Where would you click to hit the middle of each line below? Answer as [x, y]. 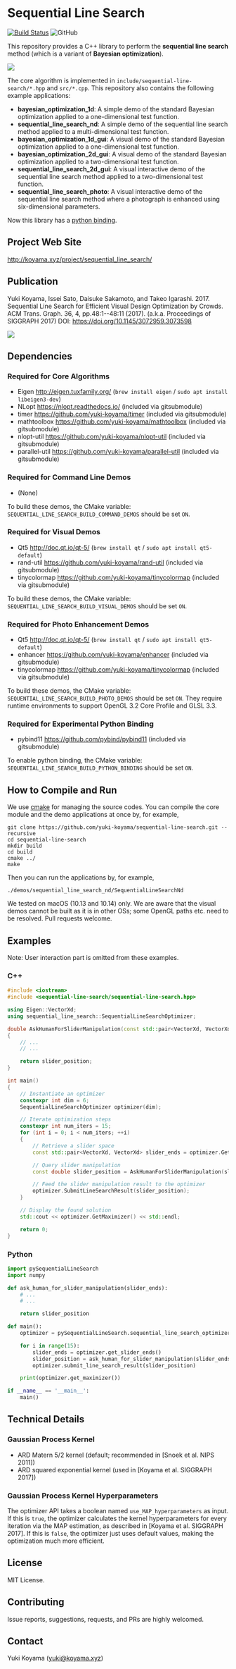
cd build [20, 852]
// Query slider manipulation [77, 1165]
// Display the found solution [66, 1210]
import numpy [26, 1275]
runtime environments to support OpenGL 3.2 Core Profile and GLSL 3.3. [112, 706]
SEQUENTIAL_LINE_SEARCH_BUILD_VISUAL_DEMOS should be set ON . [97, 606]
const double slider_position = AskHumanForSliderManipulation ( [129, 1171]
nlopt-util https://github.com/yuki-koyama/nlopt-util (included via [111, 437]
